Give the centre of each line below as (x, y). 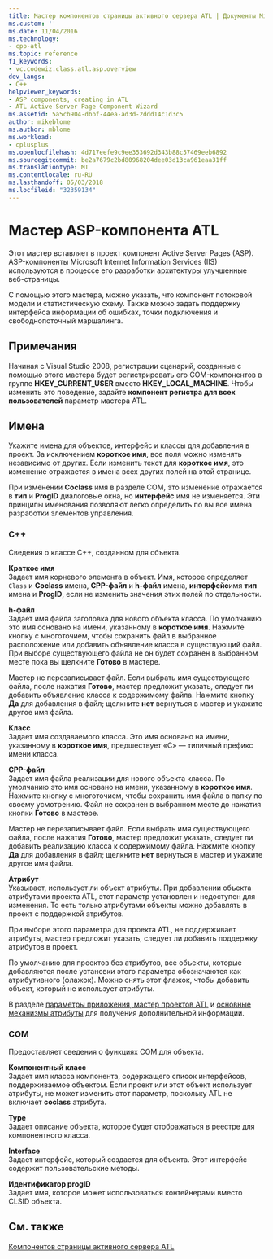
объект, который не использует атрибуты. (82, 988)
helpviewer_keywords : (45, 92)
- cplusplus (28, 145)
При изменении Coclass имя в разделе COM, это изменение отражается (136, 487)
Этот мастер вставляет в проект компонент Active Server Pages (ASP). (131, 252)
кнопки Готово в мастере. (54, 813)
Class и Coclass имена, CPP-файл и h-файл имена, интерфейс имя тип (133, 585)
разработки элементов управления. (71, 513)
